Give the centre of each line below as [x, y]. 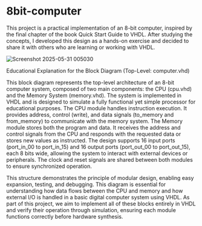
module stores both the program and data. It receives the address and [93, 127]
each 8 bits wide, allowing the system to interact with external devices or [97, 153]
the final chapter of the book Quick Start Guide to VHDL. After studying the [99, 34]
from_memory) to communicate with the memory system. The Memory [95, 121]
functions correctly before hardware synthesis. [65, 216]
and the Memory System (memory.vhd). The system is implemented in [94, 95]
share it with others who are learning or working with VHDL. [81, 47]
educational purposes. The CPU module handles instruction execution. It [97, 108]
